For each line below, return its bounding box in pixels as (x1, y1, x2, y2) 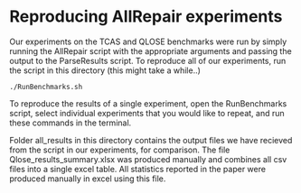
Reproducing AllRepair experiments (9, 6, 283, 27)
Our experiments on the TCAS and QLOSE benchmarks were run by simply (9, 36, 287, 47)
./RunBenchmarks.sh (9, 82, 83, 91)
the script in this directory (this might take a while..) (9, 65, 202, 76)
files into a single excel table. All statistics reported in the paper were (9, 163, 267, 174)
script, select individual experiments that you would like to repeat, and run (9, 107, 285, 118)
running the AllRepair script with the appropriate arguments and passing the (9, 45, 292, 56)
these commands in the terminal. (9, 117, 132, 128)
